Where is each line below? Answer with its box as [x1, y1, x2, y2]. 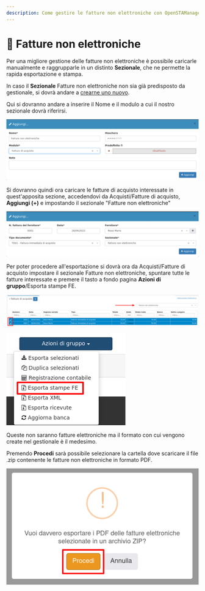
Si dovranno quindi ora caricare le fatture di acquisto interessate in [6, 186, 174, 193]
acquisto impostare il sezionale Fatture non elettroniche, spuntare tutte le [6, 269, 190, 277]
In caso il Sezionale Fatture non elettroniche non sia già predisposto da [6, 82, 185, 89]
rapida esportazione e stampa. [6, 70, 84, 78]
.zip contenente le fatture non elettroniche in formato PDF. [6, 456, 153, 464]
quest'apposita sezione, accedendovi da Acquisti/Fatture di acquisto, [6, 193, 181, 200]
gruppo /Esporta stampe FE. [6, 282, 76, 289]
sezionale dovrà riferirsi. [6, 107, 67, 114]
